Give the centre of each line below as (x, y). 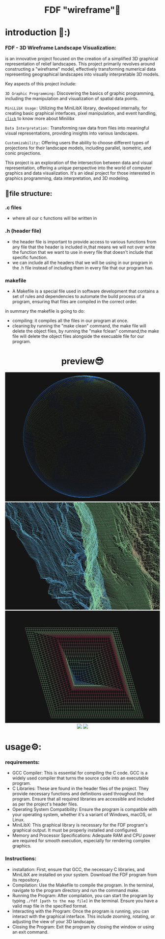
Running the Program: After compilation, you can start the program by (83, 895)
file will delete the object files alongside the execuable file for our (78, 336)
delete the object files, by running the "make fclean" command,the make (85, 331)
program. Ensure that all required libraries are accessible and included (83, 799)
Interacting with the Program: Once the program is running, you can (81, 911)
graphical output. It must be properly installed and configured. (75, 830)
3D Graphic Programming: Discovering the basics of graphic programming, (80, 93)
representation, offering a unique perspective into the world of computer (79, 168)
